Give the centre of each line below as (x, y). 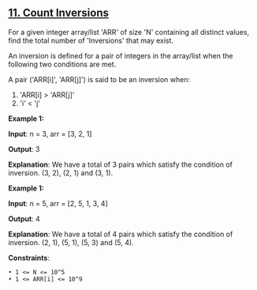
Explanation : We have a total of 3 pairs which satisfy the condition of (121, 164)
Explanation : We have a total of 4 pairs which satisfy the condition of (121, 234)
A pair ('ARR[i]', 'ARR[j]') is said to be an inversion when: (99, 79)
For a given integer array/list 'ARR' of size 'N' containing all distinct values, (129, 32)
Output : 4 (24, 218)
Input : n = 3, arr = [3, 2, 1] (50, 134)
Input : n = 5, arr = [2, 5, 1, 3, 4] (58, 203)
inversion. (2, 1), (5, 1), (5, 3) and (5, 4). (71, 242)
